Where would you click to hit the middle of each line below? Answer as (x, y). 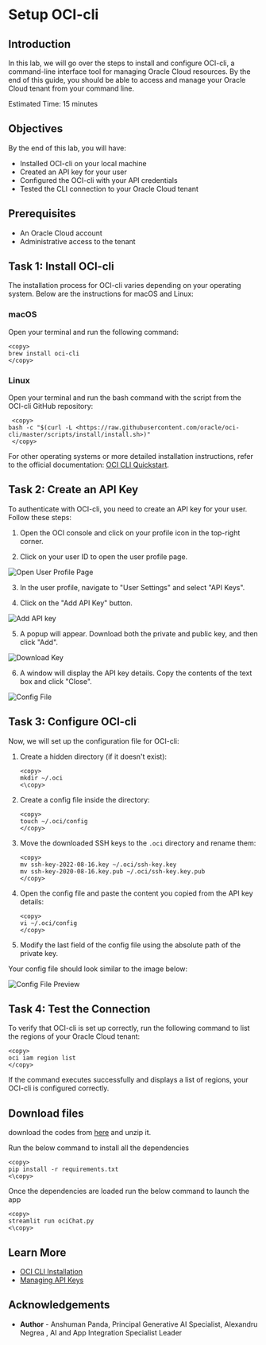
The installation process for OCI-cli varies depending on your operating (125, 286)
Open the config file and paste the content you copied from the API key (136, 893)
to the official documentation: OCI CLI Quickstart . (89, 465)
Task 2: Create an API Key (73, 490)
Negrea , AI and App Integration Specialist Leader (101, 1332)
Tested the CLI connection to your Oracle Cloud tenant (109, 189)
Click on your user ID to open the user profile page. (104, 556)
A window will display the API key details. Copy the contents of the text (136, 673)
